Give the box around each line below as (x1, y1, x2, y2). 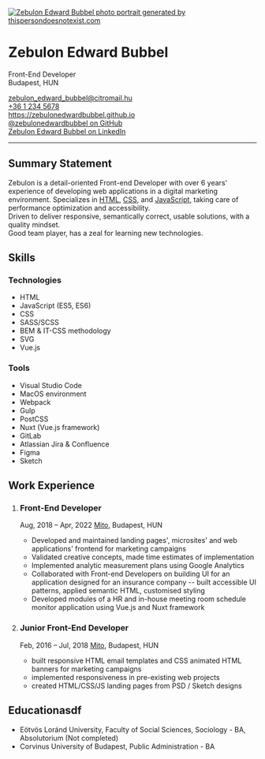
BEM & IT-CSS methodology (19, 326, 112, 335)
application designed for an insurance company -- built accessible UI (31, 578, 256, 587)
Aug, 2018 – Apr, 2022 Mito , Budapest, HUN (19, 521, 163, 530)
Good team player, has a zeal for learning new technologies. (8, 228, 203, 237)
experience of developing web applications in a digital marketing (8, 186, 218, 196)
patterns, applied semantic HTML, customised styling (31, 586, 205, 596)
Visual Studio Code (19, 380, 83, 390)
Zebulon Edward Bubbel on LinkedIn (8, 126, 126, 136)
